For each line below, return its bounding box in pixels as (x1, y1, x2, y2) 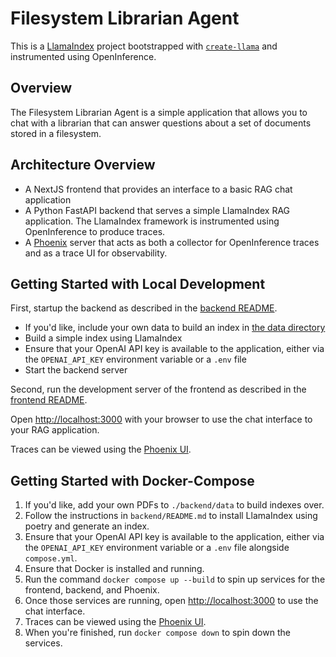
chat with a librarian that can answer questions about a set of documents (10, 117, 312, 129)
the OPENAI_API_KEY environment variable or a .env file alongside (24, 542, 290, 554)
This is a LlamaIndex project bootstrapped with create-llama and (10, 40, 278, 52)
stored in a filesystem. (10, 127, 102, 139)
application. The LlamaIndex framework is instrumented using (24, 215, 280, 227)
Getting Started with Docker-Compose (10, 472, 255, 489)
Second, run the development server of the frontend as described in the (10, 383, 307, 396)
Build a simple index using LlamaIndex (24, 332, 183, 344)
